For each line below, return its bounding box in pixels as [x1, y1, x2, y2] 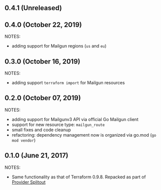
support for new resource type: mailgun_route [11, 121, 105, 127]
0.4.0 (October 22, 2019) [4, 21, 82, 29]
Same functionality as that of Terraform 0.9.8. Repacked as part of [11, 174, 146, 180]
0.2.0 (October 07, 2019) [4, 94, 81, 102]
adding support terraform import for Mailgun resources [11, 80, 125, 86]
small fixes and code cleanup [11, 127, 71, 133]
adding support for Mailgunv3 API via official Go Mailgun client [11, 116, 138, 122]
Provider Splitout [11, 179, 46, 185]
